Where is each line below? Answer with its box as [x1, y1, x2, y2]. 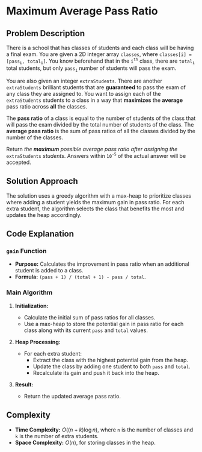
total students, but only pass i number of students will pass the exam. [6, 64, 177, 73]
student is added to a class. [14, 267, 84, 274]
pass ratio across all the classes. [6, 103, 87, 110]
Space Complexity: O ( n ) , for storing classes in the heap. [14, 439, 156, 446]
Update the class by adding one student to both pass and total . [32, 363, 191, 370]
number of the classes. [6, 134, 63, 141]
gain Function [6, 247, 47, 256]
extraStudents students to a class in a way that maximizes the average [6, 96, 183, 104]
